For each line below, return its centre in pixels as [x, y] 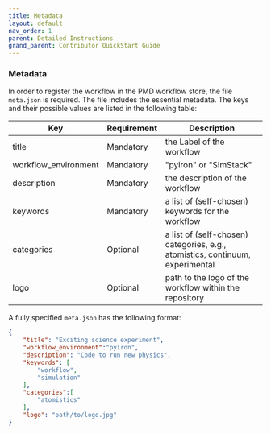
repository [184, 298]
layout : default [35, 23]
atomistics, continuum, [208, 254]
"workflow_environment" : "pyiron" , [81, 348]
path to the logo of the [207, 278]
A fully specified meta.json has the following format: [95, 318]
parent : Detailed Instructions [61, 38]
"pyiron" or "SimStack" [208, 165]
